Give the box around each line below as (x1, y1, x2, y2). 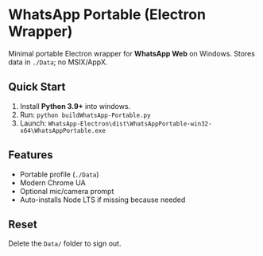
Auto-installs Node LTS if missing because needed (19, 195, 186, 204)
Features (8, 149, 53, 162)
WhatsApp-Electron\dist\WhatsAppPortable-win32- (48, 119, 212, 128)
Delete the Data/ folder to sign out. (8, 239, 122, 248)
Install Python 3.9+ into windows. (19, 101, 131, 111)
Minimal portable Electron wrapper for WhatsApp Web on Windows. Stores (8, 48, 256, 58)
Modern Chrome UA (19, 177, 86, 188)
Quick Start (8, 80, 66, 94)
